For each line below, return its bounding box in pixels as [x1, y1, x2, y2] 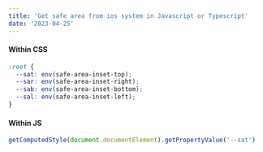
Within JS [8, 118, 42, 128]
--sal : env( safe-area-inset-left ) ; [15, 93, 136, 102]
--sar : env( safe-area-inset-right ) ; [15, 78, 140, 86]
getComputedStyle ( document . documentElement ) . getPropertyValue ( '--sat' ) [8, 136, 256, 145]
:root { [8, 63, 35, 71]
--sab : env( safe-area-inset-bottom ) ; [15, 85, 144, 93]
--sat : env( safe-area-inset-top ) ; [15, 70, 132, 78]
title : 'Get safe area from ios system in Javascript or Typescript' [8, 11, 249, 20]
